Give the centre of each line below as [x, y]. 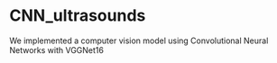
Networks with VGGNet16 [56, 49]
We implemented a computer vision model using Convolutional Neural [139, 40]
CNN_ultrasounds [78, 16]
